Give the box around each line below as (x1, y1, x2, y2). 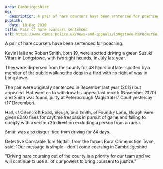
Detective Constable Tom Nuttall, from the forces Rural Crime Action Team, (5, 139, 155, 145)
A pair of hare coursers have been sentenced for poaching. (5, 40, 124, 46)
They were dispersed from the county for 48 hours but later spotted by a (5, 65, 150, 71)
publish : (5, 18, 23, 23)
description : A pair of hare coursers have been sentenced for (9, 14, 140, 19)
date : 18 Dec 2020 (9, 22, 47, 28)
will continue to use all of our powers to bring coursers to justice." (5, 158, 137, 164)
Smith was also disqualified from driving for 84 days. (5, 129, 111, 135)
